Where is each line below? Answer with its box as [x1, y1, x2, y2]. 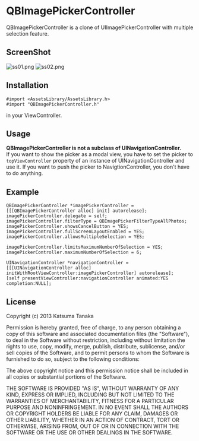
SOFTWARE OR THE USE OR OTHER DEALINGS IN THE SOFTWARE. [6, 429, 173, 436]
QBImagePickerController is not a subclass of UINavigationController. [6, 144, 182, 152]
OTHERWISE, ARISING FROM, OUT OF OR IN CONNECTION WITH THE [6, 423, 179, 430]
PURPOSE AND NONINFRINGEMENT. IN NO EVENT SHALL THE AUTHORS [6, 404, 189, 411]
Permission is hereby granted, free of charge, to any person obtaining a [6, 324, 181, 331]
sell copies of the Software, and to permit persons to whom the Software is [6, 349, 190, 356]
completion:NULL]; [6, 281, 52, 287]
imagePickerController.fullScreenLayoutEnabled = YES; [6, 229, 145, 235]
